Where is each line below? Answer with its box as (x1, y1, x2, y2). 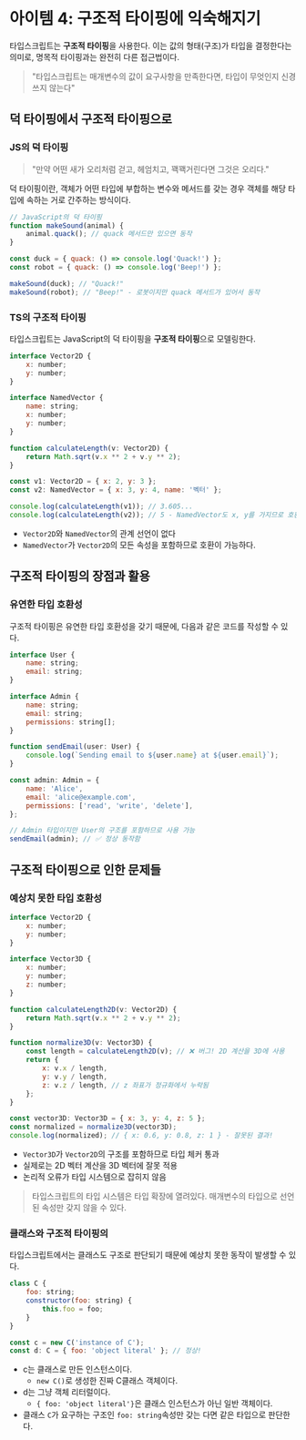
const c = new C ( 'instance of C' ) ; (9, 1338, 145, 1347)
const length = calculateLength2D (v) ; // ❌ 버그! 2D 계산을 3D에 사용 (25, 1047, 285, 1057)
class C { (9, 1279, 47, 1289)
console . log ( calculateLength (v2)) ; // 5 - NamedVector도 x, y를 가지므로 (9, 511, 284, 520)
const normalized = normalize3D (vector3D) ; (9, 1122, 178, 1132)
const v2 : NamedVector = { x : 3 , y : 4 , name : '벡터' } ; (9, 485, 222, 495)
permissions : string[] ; (25, 717, 117, 727)
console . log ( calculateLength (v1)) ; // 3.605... (9, 502, 194, 511)
